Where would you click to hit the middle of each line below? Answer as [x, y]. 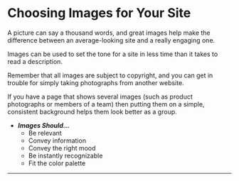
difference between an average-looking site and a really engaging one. [111, 40]
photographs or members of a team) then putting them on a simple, [106, 104]
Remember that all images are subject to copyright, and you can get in [110, 75]
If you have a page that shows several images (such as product [100, 97]
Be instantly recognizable [65, 155]
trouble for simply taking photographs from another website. [96, 82]
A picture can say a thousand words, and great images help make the [109, 33]
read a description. [35, 61]
